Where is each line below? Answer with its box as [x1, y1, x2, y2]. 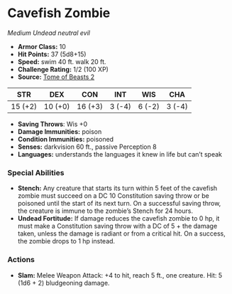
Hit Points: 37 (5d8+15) [17, 50, 87, 58]
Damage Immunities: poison [17, 127, 102, 136]
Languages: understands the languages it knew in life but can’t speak [17, 149, 222, 158]
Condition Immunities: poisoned [17, 135, 114, 143]
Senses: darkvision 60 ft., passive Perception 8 [17, 142, 158, 151]
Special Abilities [7, 167, 65, 177]
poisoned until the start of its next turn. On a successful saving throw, [17, 199, 221, 208]
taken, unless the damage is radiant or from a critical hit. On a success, [17, 229, 226, 238]
